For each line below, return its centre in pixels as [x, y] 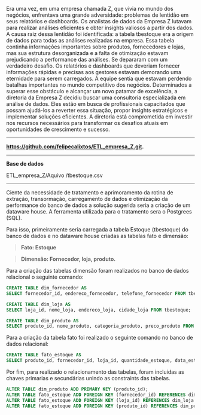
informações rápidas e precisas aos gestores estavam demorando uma [94, 72]
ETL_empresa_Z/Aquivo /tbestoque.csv [54, 175]
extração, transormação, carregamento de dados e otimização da [87, 199]
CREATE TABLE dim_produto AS [42, 321]
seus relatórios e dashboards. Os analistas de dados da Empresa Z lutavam [99, 21]
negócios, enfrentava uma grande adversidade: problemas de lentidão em [98, 15]
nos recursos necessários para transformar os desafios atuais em [87, 123]
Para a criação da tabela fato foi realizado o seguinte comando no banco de [100, 338]
